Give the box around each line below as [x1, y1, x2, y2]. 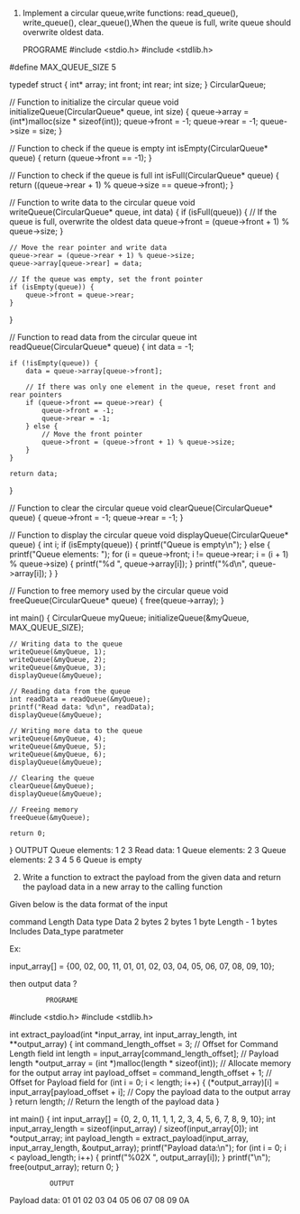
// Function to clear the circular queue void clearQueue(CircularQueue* [9, 502, 273, 513]
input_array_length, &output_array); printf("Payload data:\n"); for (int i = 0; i [9, 1143, 286, 1153]
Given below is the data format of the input [9, 899, 168, 909]
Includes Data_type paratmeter [9, 926, 124, 936]
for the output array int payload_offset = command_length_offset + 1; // [9, 1068, 272, 1078]
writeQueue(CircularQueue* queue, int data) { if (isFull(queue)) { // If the [9, 207, 277, 217]
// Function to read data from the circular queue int [9, 332, 197, 342]
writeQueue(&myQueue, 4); [9, 734, 106, 743]
